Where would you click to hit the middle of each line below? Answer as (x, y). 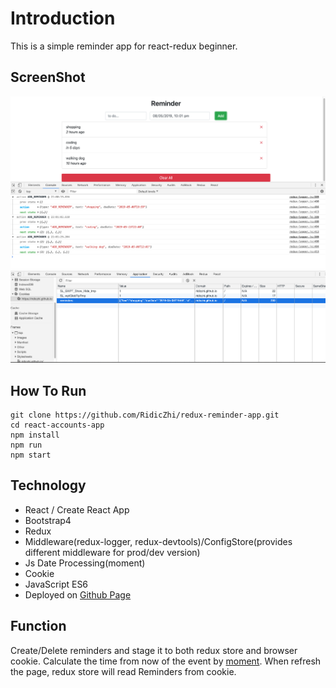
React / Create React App (77, 509)
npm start (31, 455)
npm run (26, 445)
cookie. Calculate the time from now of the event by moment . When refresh (166, 661)
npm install (35, 435)
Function (38, 626)
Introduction (63, 18)
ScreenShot (48, 77)
